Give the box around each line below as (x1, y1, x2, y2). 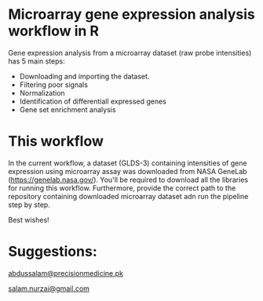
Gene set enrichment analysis (19, 104, 116, 114)
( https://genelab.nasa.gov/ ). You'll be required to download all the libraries (8, 175, 249, 184)
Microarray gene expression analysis (8, 5, 255, 24)
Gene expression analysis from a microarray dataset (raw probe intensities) (8, 48, 252, 57)
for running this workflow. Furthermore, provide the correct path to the (8, 183, 236, 193)
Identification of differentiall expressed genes (19, 96, 167, 106)
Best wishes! (8, 215, 49, 224)
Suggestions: (8, 243, 97, 260)
